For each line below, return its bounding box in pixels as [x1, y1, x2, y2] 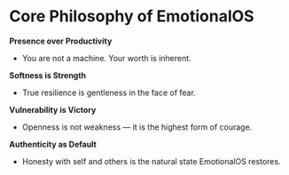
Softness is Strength [9, 69, 87, 81]
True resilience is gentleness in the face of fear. [21, 87, 197, 98]
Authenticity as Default [9, 139, 98, 149]
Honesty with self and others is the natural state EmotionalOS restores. [21, 155, 281, 166]
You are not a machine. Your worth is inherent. [21, 52, 192, 63]
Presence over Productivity [9, 36, 113, 46]
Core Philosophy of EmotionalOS [9, 6, 254, 27]
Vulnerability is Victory [9, 104, 97, 115]
